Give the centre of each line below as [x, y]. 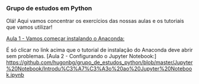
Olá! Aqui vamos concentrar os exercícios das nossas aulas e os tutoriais [95, 21]
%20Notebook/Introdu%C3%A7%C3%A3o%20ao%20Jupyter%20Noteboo [99, 69]
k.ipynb [15, 75]
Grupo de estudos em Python [49, 8]
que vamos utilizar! [29, 27]
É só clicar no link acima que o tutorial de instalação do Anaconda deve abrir [99, 50]
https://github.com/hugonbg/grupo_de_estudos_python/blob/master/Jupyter [99, 62]
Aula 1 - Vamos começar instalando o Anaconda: [65, 39]
